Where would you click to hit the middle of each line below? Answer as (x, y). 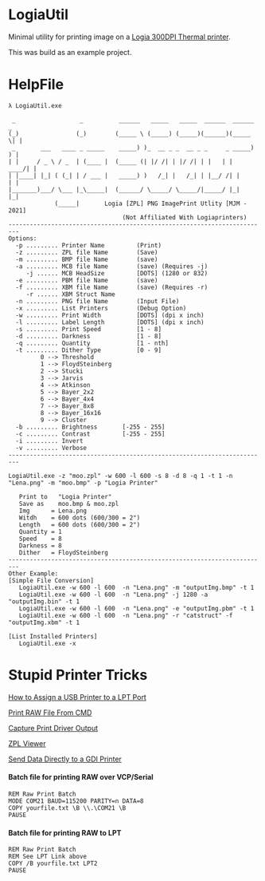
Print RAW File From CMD (50, 713)
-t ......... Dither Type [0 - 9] (88, 350)
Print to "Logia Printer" (65, 496)
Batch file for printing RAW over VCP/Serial (81, 777)
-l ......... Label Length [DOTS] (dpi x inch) (110, 322)
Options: (23, 238)
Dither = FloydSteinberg (64, 552)
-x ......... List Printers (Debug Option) (101, 308)
